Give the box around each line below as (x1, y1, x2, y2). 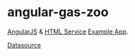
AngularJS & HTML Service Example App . (7, 27, 129, 36)
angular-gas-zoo (7, 4, 109, 20)
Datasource (7, 41, 41, 49)
